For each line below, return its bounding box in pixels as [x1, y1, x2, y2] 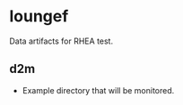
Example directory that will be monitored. [22, 85, 175, 95]
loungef [9, 6, 69, 27]
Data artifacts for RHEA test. [9, 36, 114, 46]
